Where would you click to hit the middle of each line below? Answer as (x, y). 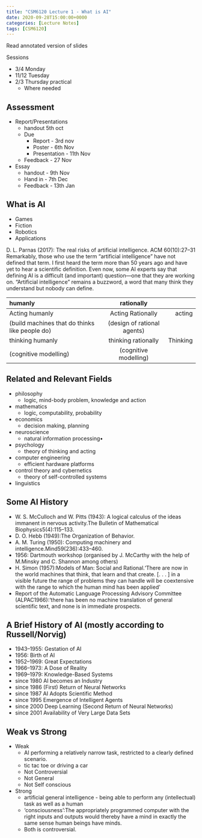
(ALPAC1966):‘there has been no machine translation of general (94, 600)
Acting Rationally (133, 313)
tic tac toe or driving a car (56, 766)
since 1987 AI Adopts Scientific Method (64, 694)
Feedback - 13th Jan (49, 186)
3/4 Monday (30, 69)
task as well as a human (54, 804)
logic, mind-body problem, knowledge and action (85, 400)
